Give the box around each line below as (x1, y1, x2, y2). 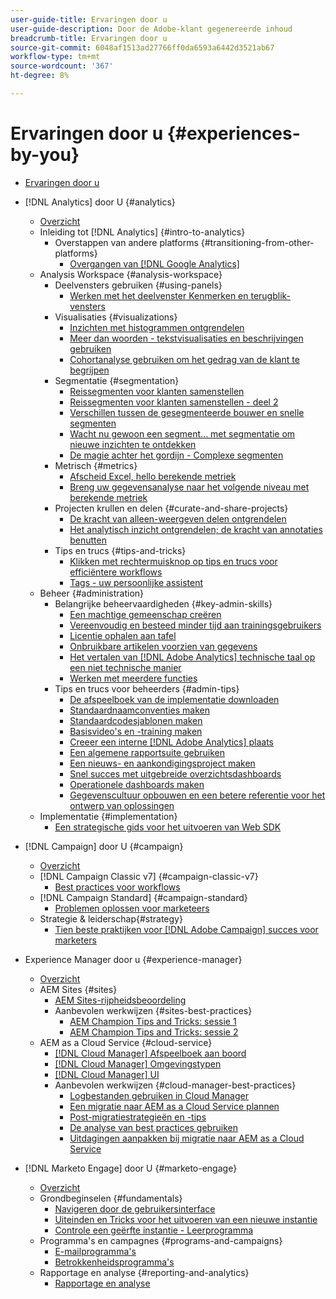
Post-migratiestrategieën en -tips (69, 1111, 207, 1123)
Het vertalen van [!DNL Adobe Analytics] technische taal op (69, 651, 316, 663)
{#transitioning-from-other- (200, 236, 315, 248)
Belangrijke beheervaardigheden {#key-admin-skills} (54, 597, 273, 610)
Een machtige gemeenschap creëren (69, 608, 222, 620)
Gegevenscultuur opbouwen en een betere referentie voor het (69, 789, 326, 801)
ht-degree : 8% (10, 71, 70, 81)
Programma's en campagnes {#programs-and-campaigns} (39, 1234, 283, 1246)
